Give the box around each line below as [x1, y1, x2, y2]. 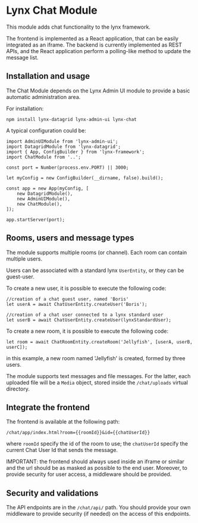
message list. [6, 54, 39, 61]
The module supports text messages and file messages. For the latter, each [6, 372, 191, 379]
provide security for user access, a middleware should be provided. [6, 471, 172, 478]
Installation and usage [6, 71, 90, 81]
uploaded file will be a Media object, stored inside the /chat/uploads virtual [6, 379, 188, 386]
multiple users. [6, 255, 43, 262]
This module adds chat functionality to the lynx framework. [6, 23, 150, 30]
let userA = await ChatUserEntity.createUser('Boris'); [6, 301, 147, 307]
